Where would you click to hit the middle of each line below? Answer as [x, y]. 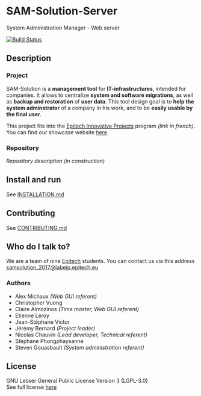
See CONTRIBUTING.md [37, 227]
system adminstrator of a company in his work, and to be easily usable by [100, 108]
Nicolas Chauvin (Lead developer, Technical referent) [81, 335]
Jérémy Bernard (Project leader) [55, 328]
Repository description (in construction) [56, 161]
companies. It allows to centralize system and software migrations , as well [100, 95]
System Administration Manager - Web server [63, 28]
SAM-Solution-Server [62, 11]
